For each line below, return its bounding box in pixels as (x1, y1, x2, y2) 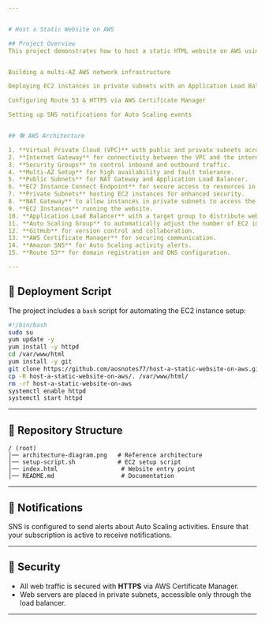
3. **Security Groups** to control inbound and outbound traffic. (8, 161, 231, 169)
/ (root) (8, 445, 37, 453)
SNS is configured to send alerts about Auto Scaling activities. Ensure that (8, 521, 249, 531)
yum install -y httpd (8, 343, 80, 351)
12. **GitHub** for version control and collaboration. (8, 226, 196, 235)
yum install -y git (8, 358, 73, 366)
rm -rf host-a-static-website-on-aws (8, 379, 132, 387)
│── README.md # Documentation (8, 472, 175, 480)
